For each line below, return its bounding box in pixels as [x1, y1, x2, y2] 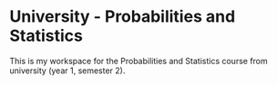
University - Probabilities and [9, 6, 236, 27]
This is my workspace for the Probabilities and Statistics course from [9, 55, 269, 66]
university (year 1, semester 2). [9, 65, 126, 76]
